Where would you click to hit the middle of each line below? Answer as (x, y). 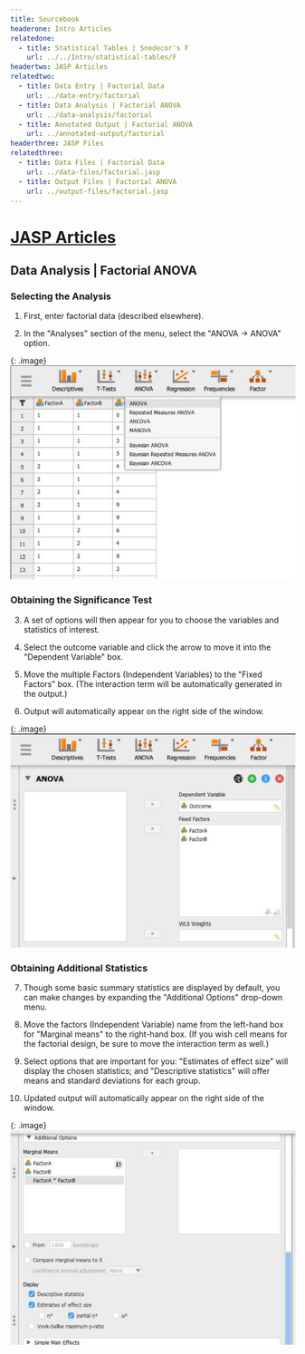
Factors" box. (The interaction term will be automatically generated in (152, 683)
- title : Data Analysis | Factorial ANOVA (100, 105)
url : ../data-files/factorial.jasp (94, 172)
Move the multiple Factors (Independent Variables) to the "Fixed (143, 674)
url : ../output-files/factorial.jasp (98, 191)
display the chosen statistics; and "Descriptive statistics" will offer (147, 1071)
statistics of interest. (62, 629)
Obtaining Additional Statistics (79, 968)
